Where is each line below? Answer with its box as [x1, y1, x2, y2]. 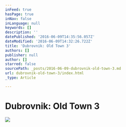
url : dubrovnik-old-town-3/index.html [5, 71, 84, 76]
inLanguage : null [5, 21, 41, 26]
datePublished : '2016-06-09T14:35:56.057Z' [5, 35, 95, 40]
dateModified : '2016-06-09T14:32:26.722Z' [5, 39, 93, 44]
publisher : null [5, 52, 38, 58]
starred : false [5, 62, 36, 66]
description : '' [5, 30, 38, 35]
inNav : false [5, 16, 32, 21]
